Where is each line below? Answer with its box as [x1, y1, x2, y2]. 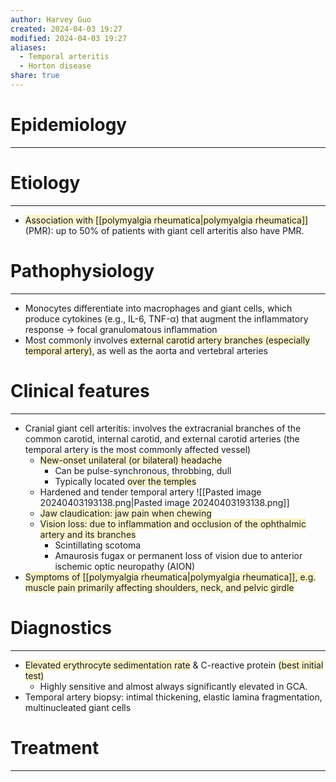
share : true [10, 71, 60, 81]
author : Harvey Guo [10, 14, 92, 25]
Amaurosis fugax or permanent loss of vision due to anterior [54, 549, 303, 561]
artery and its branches [39, 528, 137, 540]
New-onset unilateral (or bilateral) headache [39, 454, 223, 466]
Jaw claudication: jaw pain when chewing [39, 507, 212, 519]
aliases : [10, 42, 47, 53]
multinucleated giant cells [24, 701, 132, 713]
